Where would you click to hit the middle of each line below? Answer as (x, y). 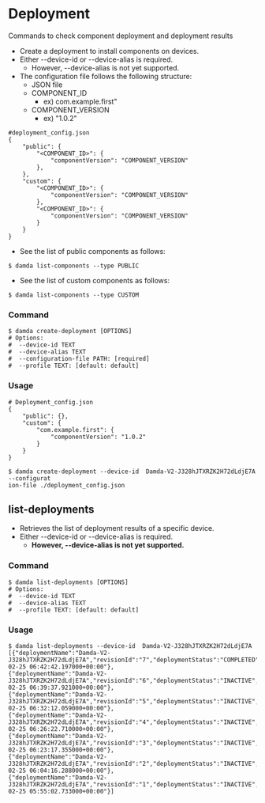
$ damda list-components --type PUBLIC (74, 266)
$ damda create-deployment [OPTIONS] (70, 331)
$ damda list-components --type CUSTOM (74, 295)
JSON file (47, 85)
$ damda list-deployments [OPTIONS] (68, 582)
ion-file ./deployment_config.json (67, 485)
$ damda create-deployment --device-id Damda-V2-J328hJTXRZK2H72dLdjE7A (132, 472)
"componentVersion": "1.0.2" (98, 437)
